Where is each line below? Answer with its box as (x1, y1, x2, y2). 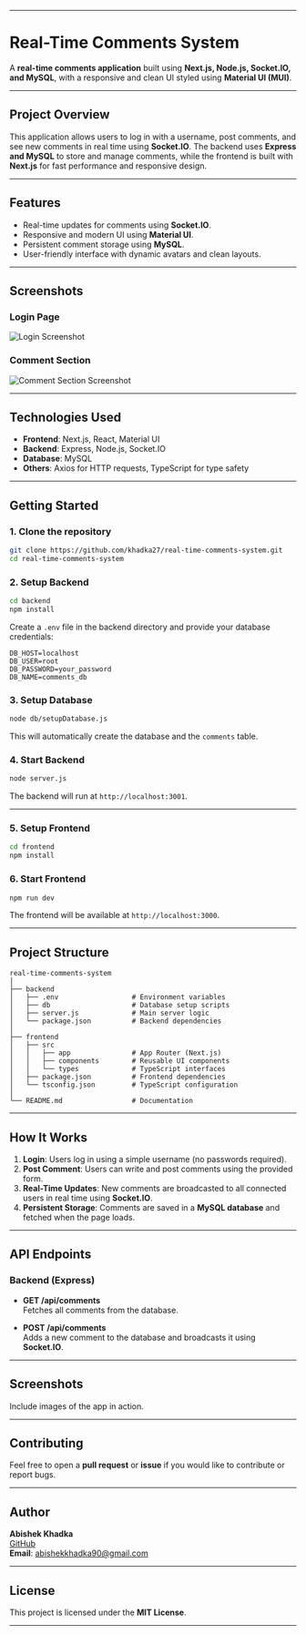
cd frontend (9, 843, 55, 852)
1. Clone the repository (9, 525, 112, 537)
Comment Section (9, 354, 91, 367)
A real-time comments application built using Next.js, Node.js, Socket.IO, (9, 62, 291, 73)
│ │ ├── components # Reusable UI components (9, 1057, 230, 1066)
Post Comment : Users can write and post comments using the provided (22, 1163, 293, 1175)
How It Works (9, 1129, 88, 1145)
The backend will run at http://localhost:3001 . (9, 791, 189, 802)
